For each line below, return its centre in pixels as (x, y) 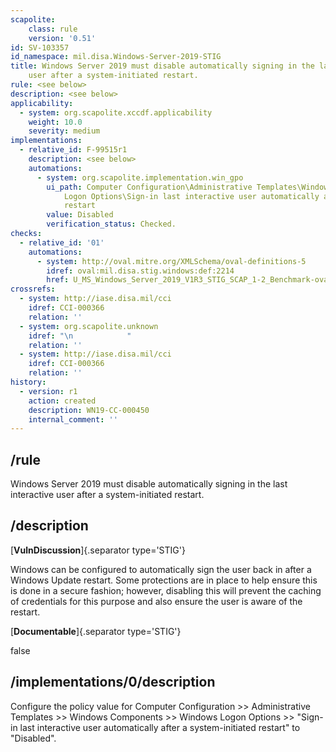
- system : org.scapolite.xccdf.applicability (116, 112)
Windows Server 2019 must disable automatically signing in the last (149, 484)
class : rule (53, 29)
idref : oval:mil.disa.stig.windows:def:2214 (140, 271)
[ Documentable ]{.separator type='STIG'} (96, 631)
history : (28, 382)
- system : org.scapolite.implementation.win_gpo (140, 177)
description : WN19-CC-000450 (89, 410)
